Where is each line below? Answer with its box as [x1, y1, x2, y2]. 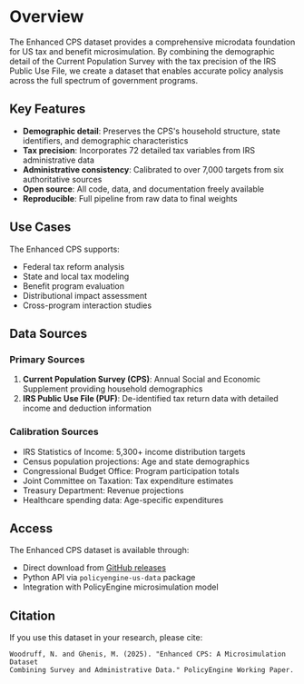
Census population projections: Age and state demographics [22, 456, 250, 467]
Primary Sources [9, 352, 85, 365]
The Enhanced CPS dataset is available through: [9, 545, 190, 556]
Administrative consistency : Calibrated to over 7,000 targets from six [22, 164, 284, 174]
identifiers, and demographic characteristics [22, 134, 189, 146]
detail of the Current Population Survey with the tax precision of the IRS [9, 55, 277, 66]
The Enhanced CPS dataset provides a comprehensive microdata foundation [9, 36, 296, 47]
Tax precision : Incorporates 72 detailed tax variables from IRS [22, 144, 256, 155]
